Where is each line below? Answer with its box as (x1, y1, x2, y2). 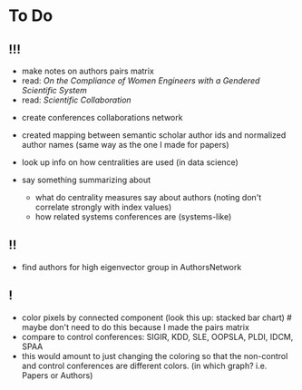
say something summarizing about (21, 174, 151, 185)
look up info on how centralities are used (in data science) (21, 157, 239, 168)
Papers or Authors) (21, 369, 93, 381)
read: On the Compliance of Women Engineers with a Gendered (21, 75, 260, 86)
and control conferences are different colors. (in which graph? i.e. (21, 360, 268, 371)
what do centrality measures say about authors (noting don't (34, 192, 262, 202)
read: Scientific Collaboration (21, 94, 132, 105)
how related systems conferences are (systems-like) (34, 211, 232, 222)
